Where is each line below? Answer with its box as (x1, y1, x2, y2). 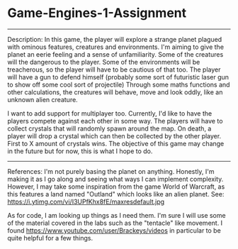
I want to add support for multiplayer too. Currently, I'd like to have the (7, 109, 212, 118)
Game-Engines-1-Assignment (7, 5, 187, 21)
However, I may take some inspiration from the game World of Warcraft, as (7, 182, 225, 191)
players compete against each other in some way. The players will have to (7, 116, 223, 125)
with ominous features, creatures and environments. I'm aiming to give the (7, 43, 225, 51)
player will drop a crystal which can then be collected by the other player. (7, 131, 222, 140)
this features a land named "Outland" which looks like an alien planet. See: (7, 189, 225, 198)
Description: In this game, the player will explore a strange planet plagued (7, 35, 222, 43)
